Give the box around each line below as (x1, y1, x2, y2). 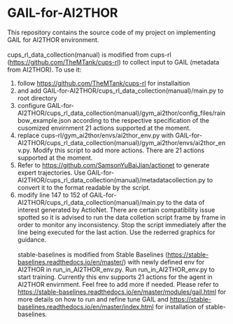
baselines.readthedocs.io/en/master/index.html (17, 302, 154, 311)
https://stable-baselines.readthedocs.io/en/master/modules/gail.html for (17, 288, 226, 296)
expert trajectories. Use (17, 168, 86, 177)
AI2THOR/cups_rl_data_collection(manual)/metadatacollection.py (17, 175, 206, 184)
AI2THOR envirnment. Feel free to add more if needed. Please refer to (17, 280, 219, 288)
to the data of (165, 198, 205, 206)
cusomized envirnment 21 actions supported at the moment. (17, 123, 191, 132)
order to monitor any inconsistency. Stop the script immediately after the (17, 220, 227, 229)
